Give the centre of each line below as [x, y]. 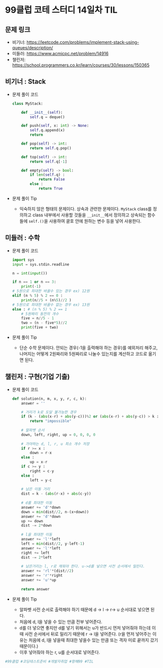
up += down [32, 521]
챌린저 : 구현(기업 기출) [37, 377]
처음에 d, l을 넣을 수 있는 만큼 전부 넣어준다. [61, 622]
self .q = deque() [47, 117]
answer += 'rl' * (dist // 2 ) [48, 571]
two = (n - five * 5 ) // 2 [44, 323]
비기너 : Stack [26, 82]
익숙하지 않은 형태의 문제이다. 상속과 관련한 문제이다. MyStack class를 [86, 209]
